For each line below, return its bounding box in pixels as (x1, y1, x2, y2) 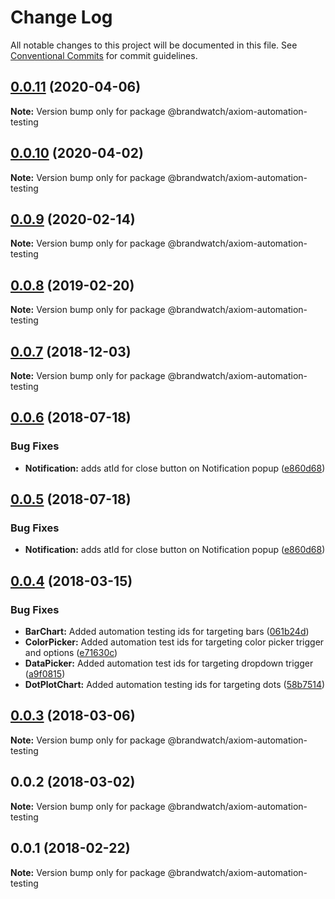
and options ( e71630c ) (24, 647, 118, 659)
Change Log (10, 6, 113, 29)
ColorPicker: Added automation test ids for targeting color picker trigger (24, 636, 325, 648)
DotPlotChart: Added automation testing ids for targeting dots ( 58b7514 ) (24, 679, 326, 691)
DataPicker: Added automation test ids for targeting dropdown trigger (24, 657, 314, 670)
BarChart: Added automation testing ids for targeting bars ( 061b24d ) (24, 626, 310, 638)
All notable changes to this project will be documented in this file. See (10, 39, 298, 51)
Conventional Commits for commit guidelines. (10, 49, 198, 61)
